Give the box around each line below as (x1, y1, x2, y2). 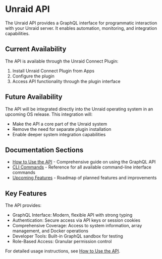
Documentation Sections (5, 146, 84, 154)
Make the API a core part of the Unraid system (12, 121, 108, 127)
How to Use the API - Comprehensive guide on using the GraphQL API (12, 159, 156, 165)
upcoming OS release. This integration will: (5, 111, 93, 117)
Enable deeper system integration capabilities (12, 131, 106, 137)
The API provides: (5, 202, 42, 208)
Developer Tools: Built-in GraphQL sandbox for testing (12, 233, 123, 239)
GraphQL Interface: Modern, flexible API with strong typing (12, 212, 133, 218)
